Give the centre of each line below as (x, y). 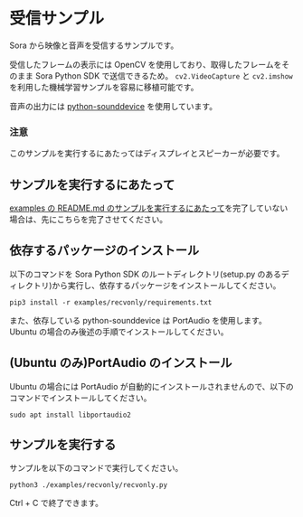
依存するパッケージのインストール (104, 251)
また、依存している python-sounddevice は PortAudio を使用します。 (138, 320)
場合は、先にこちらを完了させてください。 (89, 220)
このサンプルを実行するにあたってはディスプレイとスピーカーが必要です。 (147, 154)
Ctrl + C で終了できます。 (57, 503)
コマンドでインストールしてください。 (80, 398)
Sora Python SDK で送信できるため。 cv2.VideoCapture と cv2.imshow (164, 75)
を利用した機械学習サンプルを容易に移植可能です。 (104, 87)
